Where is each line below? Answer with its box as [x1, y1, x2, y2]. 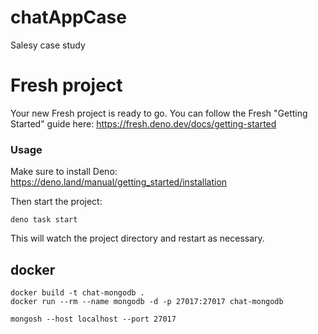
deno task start [10, 215, 78, 225]
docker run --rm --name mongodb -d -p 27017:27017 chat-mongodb [10, 296, 284, 306]
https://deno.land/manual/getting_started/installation [10, 176, 228, 188]
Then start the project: [10, 196, 103, 208]
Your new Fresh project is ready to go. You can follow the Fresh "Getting [10, 107, 308, 119]
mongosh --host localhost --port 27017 [10, 314, 177, 324]
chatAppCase [10, 6, 127, 29]
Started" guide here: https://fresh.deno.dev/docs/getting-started [10, 117, 277, 130]
